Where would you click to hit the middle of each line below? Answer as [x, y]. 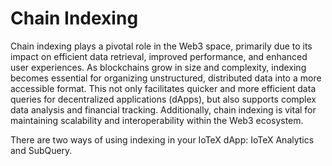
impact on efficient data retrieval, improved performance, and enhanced [159, 56]
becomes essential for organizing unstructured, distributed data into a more [166, 78]
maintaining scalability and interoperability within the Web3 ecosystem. [157, 120]
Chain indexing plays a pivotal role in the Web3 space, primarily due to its [161, 46]
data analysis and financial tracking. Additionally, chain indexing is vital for [163, 109]
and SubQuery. [41, 150]
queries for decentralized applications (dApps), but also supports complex [163, 99]
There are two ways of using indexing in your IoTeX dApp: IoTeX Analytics [162, 139]
